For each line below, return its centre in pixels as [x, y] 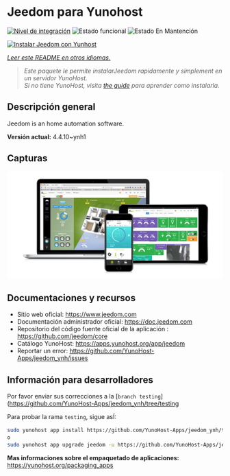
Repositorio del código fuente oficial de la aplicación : [93, 329]
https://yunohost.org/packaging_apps [60, 465]
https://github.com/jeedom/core [62, 336]
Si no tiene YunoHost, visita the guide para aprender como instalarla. [122, 85]
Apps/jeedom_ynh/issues [52, 358]
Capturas [27, 158]
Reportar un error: [42, 351]
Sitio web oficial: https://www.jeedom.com [77, 314]
